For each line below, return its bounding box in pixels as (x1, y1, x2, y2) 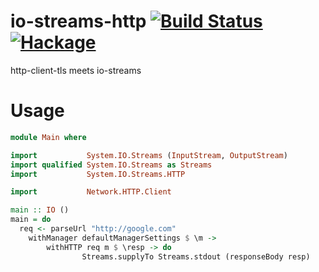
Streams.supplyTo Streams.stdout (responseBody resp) (81, 251, 311, 262)
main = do (10, 215, 52, 225)
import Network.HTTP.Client (10, 187, 172, 197)
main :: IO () (10, 205, 70, 215)
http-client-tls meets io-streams (10, 64, 142, 76)
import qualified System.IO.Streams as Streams (10, 160, 213, 170)
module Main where (10, 132, 87, 142)
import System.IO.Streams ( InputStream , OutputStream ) (10, 150, 288, 160)
